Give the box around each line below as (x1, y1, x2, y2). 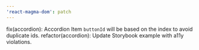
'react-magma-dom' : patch (6, 8, 71, 15)
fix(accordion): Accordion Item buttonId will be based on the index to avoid (6, 25, 193, 33)
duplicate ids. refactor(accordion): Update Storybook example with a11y (6, 31, 184, 39)
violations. (6, 38, 32, 45)
